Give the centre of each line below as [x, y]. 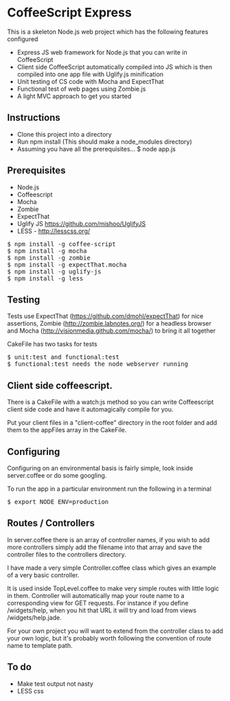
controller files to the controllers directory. [67, 554]
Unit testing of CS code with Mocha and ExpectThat [90, 81]
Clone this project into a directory [64, 134]
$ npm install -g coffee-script [61, 244]
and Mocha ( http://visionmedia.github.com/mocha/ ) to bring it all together [112, 331]
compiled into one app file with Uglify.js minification [90, 74]
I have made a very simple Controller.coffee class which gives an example [112, 568]
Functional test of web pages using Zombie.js [81, 89]
